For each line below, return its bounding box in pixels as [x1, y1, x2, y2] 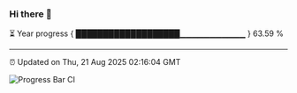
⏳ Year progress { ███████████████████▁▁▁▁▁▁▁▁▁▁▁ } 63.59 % [9, 28, 285, 39]
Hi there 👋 [9, 8, 53, 20]
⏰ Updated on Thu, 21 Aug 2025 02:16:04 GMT [9, 57, 181, 68]
